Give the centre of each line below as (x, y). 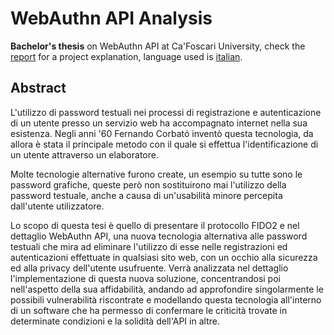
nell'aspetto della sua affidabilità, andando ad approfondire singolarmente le (167, 289)
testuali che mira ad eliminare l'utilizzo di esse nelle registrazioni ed (149, 246)
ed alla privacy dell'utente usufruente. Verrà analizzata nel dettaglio (149, 268)
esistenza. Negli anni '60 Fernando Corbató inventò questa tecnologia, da (162, 133)
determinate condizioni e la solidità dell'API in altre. (115, 321)
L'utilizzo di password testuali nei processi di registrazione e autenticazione (166, 112)
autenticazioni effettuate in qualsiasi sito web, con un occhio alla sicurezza (164, 257)
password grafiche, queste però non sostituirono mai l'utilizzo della (148, 184)
